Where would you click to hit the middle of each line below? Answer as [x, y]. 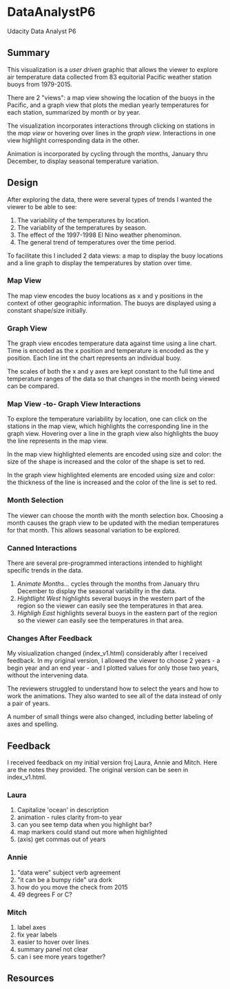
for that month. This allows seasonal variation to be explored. [94, 530]
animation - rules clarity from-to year [70, 817]
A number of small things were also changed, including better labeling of [110, 717]
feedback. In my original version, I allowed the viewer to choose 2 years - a [114, 661]
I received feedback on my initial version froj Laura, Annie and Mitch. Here [112, 762]
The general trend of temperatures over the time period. [96, 242]
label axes [31, 928]
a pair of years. [29, 703]
